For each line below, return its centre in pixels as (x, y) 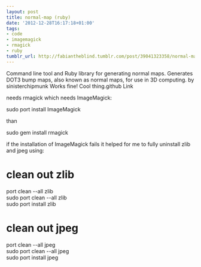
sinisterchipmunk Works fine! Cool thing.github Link (70, 86)
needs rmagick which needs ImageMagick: (59, 98)
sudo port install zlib (31, 204)
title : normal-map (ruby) (38, 17)
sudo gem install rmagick (37, 132)
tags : (13, 28)
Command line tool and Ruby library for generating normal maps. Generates (100, 73)
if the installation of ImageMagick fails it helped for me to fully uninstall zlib (98, 144)
